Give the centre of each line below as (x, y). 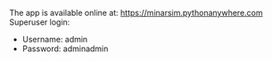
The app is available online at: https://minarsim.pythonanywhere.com (136, 13)
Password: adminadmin (65, 49)
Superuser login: (40, 22)
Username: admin (55, 39)
